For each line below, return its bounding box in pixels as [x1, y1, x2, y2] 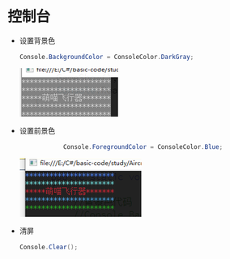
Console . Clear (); [19, 243, 79, 251]
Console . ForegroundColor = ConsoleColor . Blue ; [62, 142, 224, 151]
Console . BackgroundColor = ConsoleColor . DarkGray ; [19, 53, 194, 61]
